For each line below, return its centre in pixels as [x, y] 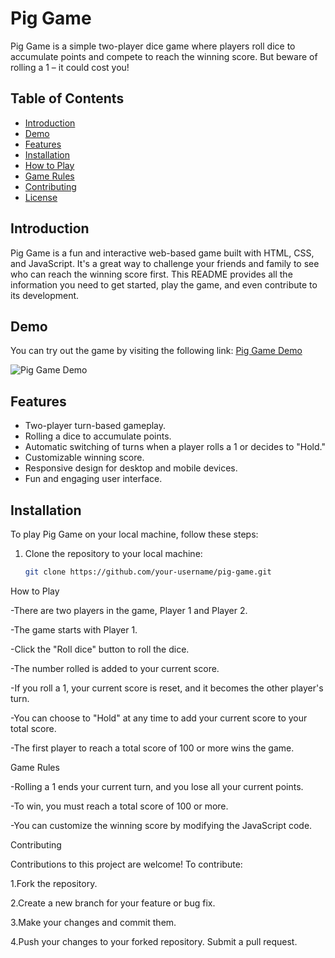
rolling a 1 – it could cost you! [70, 67]
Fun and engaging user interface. [93, 479]
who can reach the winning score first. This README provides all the [151, 274]
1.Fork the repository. [54, 883]
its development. [45, 295]
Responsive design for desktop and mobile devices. [131, 468]
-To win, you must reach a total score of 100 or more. [119, 806]
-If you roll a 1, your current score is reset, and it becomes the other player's [167, 688]
